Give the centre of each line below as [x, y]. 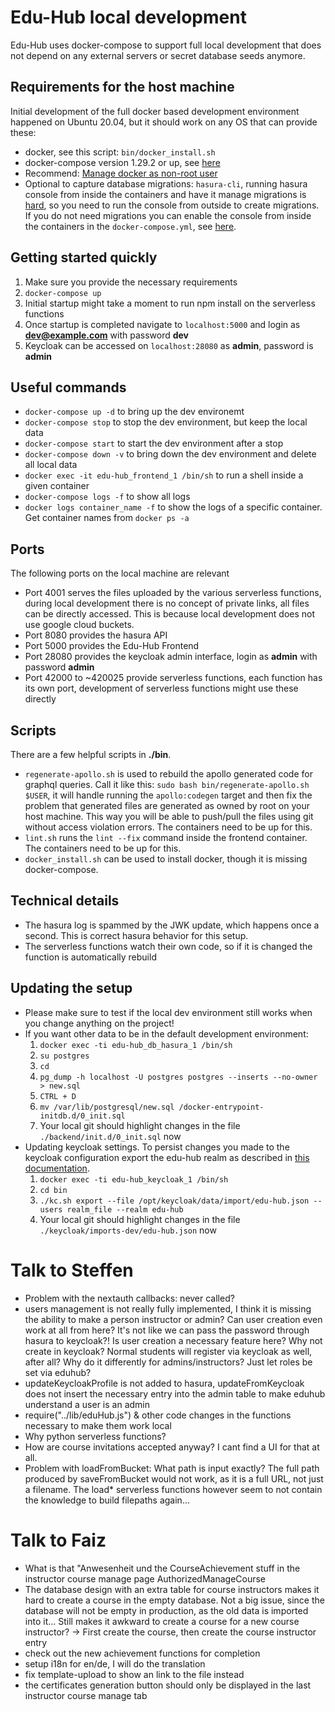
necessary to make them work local [98, 1425]
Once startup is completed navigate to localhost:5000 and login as [162, 324]
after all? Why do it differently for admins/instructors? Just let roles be [168, 1362]
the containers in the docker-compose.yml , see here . [130, 226]
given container [57, 486]
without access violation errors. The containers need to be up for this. [168, 827]
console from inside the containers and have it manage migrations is [165, 194]
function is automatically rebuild [90, 957]
